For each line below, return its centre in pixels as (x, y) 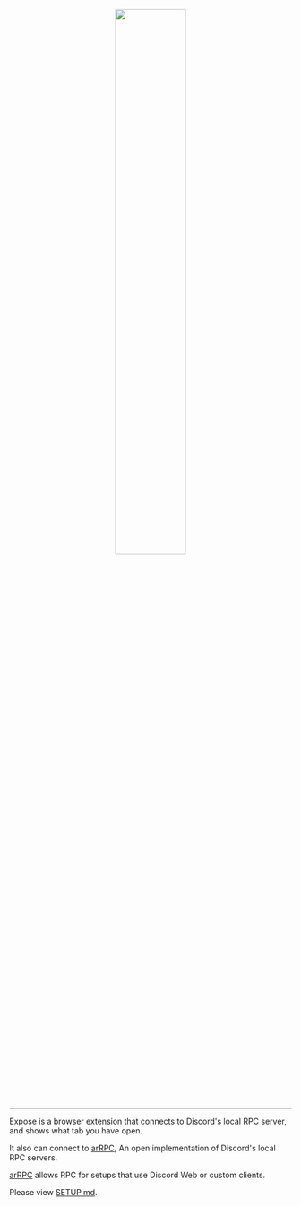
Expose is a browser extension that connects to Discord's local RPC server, (148, 1121)
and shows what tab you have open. (76, 1131)
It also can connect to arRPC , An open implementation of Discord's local (142, 1148)
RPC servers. (34, 1158)
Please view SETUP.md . (53, 1192)
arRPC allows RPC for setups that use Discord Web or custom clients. (138, 1175)
